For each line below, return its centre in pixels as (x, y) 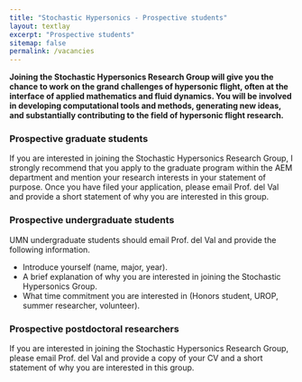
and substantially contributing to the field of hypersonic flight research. (146, 116)
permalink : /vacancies (52, 51)
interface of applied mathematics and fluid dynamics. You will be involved (151, 97)
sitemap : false (38, 43)
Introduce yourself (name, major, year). (95, 266)
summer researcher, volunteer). (81, 305)
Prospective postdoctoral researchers (94, 329)
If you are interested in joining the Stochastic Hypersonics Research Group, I (151, 158)
